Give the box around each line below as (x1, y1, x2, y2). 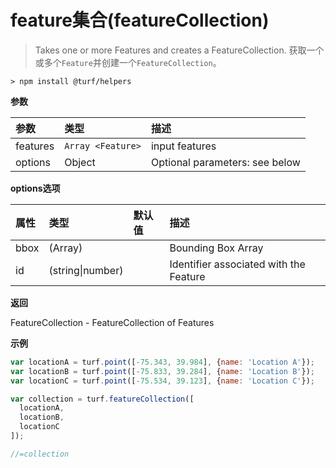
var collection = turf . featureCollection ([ (10, 394, 195, 404)
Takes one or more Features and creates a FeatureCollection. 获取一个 (34, 44, 325, 56)
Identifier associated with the (169, 257, 306, 271)
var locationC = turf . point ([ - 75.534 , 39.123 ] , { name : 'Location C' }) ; (10, 376, 315, 386)
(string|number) (48, 263, 124, 277)
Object (64, 155, 96, 169)
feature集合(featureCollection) (10, 9, 270, 32)
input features (150, 139, 217, 153)
